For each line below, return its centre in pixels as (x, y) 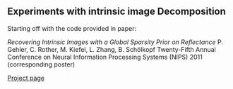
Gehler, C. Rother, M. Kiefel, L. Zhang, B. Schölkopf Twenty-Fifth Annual (112, 49)
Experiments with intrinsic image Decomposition (116, 12)
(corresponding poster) (41, 64)
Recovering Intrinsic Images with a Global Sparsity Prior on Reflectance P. (115, 42)
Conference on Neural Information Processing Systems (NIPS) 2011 (105, 57)
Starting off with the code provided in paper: (72, 28)
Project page (26, 78)
